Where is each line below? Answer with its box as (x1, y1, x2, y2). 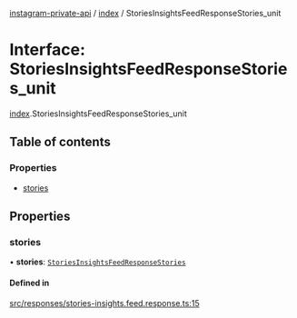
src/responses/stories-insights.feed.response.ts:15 (9, 297, 200, 308)
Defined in (9, 277, 50, 288)
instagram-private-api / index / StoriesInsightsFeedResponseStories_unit (9, 8, 282, 18)
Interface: (9, 40, 86, 60)
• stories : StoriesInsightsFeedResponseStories (9, 256, 186, 267)
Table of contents (9, 134, 111, 150)
